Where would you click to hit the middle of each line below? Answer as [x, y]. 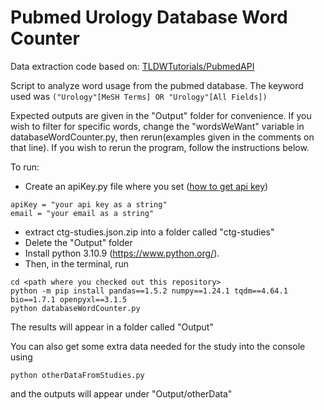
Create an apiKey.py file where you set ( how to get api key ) [146, 186]
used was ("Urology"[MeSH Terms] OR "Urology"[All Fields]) [139, 96]
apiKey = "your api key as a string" [89, 204]
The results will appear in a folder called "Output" [112, 327]
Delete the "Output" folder [78, 242]
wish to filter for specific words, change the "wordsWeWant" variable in [157, 126]
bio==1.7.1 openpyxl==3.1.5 [69, 299]
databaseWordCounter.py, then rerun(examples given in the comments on [162, 137]
